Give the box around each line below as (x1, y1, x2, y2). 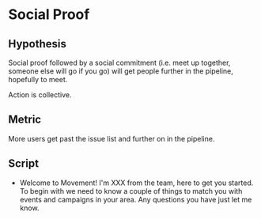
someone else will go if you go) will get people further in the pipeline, (8, 66, 233, 76)
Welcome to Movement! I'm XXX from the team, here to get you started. (19, 178, 254, 187)
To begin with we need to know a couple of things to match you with (19, 186, 243, 195)
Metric (8, 113, 42, 126)
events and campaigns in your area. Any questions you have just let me (19, 194, 252, 204)
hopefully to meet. (8, 75, 68, 84)
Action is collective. (8, 90, 73, 100)
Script (8, 157, 40, 171)
